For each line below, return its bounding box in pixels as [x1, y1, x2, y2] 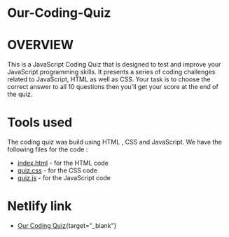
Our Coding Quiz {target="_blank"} [17, 222, 117, 229]
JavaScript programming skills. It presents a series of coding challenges [7, 68, 216, 76]
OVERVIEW [7, 37, 74, 53]
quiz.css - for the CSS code [17, 166, 98, 175]
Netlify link [7, 198, 72, 215]
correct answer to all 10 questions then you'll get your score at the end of [7, 83, 218, 91]
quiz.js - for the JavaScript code [17, 174, 111, 182]
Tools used [7, 114, 73, 130]
